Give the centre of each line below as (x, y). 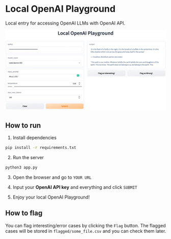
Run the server (28, 158)
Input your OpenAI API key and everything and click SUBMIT (75, 187)
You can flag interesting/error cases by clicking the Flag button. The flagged (86, 225)
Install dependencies (35, 138)
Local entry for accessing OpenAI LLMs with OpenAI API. (65, 23)
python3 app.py (21, 168)
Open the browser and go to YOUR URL (52, 177)
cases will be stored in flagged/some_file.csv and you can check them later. (86, 231)
